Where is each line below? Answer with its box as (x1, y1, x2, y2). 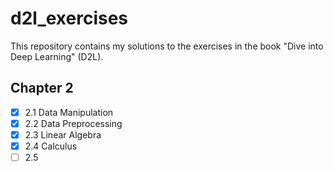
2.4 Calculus (24, 140, 78, 152)
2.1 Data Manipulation (24, 106, 114, 118)
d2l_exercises (10, 7, 129, 30)
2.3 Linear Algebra (24, 128, 102, 141)
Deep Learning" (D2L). (10, 50, 104, 62)
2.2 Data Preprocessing (24, 117, 123, 129)
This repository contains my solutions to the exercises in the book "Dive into (10, 40, 324, 52)
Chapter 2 (10, 80, 74, 97)
